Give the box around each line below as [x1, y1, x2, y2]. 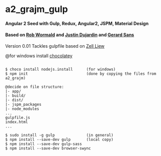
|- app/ [5, 89, 22, 94]
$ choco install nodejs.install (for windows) [5, 67, 116, 72]
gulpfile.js [5, 115, 30, 120]
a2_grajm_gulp [5, 4, 68, 15]
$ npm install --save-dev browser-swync [5, 145, 92, 151]
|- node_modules [5, 106, 39, 111]
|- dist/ [5, 97, 24, 102]
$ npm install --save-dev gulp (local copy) [5, 137, 114, 142]
